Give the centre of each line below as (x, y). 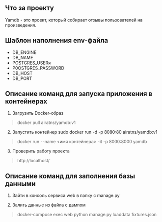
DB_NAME (23, 57)
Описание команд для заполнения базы (70, 176)
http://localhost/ (33, 161)
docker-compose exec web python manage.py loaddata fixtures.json (87, 215)
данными (20, 184)
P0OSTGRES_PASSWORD (38, 68)
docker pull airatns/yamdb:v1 (46, 123)
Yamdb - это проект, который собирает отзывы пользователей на (74, 20)
